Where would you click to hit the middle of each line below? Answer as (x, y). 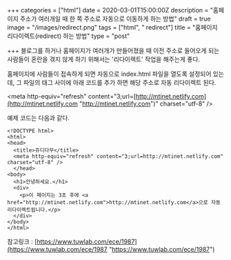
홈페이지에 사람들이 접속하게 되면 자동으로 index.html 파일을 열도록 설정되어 (109, 74)
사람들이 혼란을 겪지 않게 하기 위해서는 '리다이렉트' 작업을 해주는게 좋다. (104, 59)
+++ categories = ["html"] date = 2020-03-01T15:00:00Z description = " (110, 10)
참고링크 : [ (22, 241)
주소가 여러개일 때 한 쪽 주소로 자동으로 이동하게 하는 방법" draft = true (115, 19)
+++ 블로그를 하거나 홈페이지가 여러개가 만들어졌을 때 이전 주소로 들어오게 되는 (113, 51)
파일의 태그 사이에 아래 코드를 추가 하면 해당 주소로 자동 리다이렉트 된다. (120, 82)
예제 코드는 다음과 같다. (39, 118)
